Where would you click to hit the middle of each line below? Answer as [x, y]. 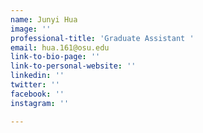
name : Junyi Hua [44, 19]
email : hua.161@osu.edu [60, 47]
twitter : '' [35, 85]
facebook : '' [37, 94]
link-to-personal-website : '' [73, 66]
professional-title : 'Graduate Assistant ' [102, 38]
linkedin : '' [37, 76]
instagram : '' [40, 103]
